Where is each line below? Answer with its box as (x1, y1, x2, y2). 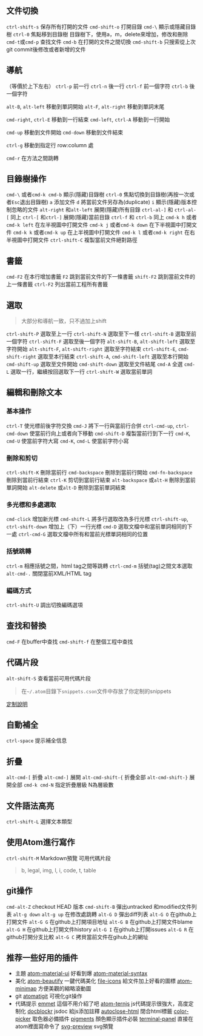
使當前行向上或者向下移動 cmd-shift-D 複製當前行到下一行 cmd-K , (29, 430, 191, 437)
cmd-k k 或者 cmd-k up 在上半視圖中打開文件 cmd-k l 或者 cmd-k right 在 (13, 229, 190, 236)
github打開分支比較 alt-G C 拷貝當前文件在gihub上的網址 (6, 933, 148, 940)
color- (173, 1008, 189, 1015)
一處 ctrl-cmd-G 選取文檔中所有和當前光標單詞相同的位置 (6, 531, 148, 538)
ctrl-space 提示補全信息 (6, 737, 67, 744)
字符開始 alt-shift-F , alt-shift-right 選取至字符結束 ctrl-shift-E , (6, 345, 177, 353)
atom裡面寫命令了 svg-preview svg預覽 (15, 1023, 114, 1030)
